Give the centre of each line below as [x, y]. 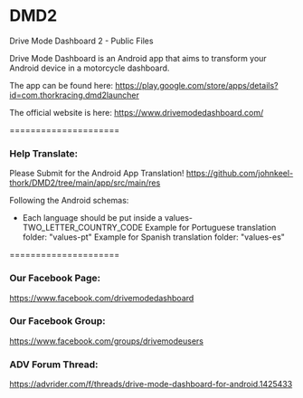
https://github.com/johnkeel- [240, 174]
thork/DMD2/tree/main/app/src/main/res [85, 183]
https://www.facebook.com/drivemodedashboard [102, 298]
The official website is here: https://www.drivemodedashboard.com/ [137, 112]
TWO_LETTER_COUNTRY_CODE [82, 228]
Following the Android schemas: [69, 201]
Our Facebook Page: [55, 279]
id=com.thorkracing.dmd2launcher [75, 95]
